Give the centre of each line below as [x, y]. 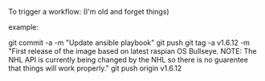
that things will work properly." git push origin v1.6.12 [95, 68]
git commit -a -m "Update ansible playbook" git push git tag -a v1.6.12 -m [129, 43]
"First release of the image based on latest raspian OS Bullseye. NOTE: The [132, 51]
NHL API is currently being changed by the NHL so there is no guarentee [128, 60]
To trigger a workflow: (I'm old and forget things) [89, 12]
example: [23, 27]
